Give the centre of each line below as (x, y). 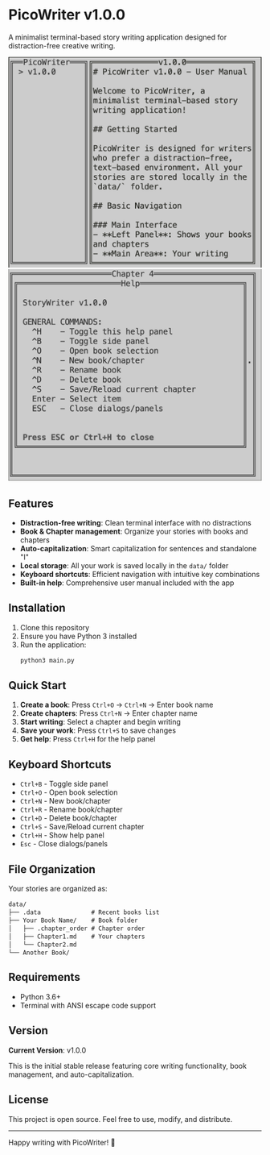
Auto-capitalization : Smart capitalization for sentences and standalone (138, 548)
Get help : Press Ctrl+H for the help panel (88, 739)
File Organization (52, 869)
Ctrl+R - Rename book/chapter (71, 810)
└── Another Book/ (39, 953)
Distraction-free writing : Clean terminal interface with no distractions (135, 522)
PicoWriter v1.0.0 (67, 15)
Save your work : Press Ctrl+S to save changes (98, 730)
